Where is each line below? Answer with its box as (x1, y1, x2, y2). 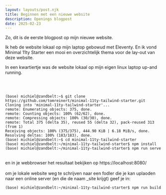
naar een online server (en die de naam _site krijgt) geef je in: (5, 176, 131, 182)
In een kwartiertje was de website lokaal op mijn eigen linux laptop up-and (5, 64, 158, 70)
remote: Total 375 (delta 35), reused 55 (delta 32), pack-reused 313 (5, 120, 155, 125)
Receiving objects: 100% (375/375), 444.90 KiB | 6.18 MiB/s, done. (5, 129, 150, 134)
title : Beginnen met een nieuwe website (5, 12, 90, 17)
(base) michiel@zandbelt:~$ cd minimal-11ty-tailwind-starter (5, 137, 137, 143)
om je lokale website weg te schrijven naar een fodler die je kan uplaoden (5, 170, 156, 176)
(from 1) (5, 124, 23, 129)
